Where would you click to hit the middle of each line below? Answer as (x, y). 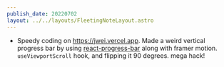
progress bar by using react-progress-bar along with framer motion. (117, 48)
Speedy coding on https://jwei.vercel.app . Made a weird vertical (111, 40)
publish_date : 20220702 (42, 14)
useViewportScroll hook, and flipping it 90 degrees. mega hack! (111, 55)
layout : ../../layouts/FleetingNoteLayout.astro (80, 20)
